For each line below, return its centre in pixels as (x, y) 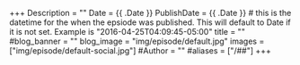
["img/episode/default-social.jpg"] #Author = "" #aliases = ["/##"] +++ (141, 51)
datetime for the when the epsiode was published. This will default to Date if (150, 22)
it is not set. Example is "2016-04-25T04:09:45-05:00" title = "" (127, 32)
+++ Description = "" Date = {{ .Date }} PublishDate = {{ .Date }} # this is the (150, 13)
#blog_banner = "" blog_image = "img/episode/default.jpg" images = (137, 41)
